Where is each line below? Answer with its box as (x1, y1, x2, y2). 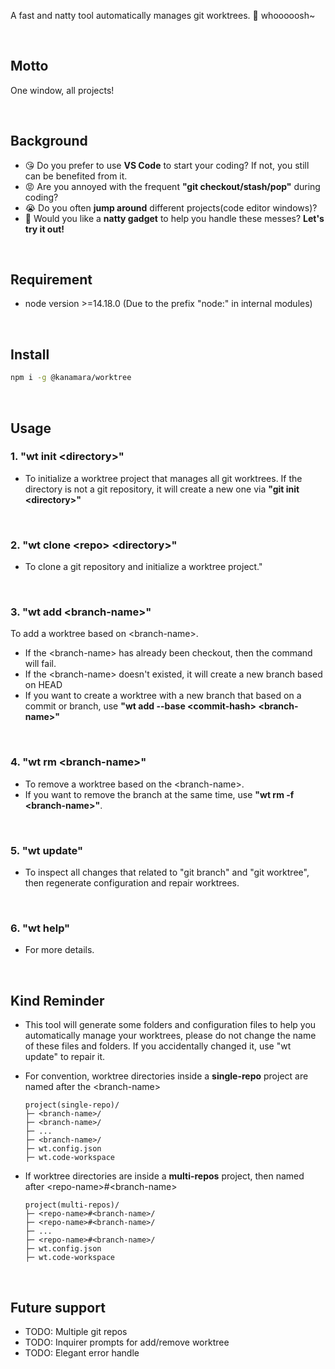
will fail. (24, 658, 57, 670)
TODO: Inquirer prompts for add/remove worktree (24, 1336, 230, 1348)
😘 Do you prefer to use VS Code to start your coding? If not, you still (24, 159, 310, 171)
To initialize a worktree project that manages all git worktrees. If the (24, 472, 303, 484)
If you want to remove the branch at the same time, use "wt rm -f (24, 788, 295, 800)
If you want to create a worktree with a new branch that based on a (24, 690, 302, 702)
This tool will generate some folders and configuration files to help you (24, 1019, 317, 1031)
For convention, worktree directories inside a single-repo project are (24, 1070, 309, 1082)
